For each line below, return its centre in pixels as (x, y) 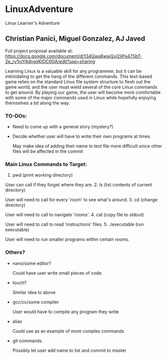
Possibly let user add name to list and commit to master (69, 350)
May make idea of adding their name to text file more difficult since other (87, 146)
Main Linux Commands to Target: (46, 164)
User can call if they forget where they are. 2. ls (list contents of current (79, 185)
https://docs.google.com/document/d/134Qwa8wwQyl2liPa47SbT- (74, 56)
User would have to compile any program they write (66, 312)
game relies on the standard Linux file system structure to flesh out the (78, 81)
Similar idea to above (34, 292)
